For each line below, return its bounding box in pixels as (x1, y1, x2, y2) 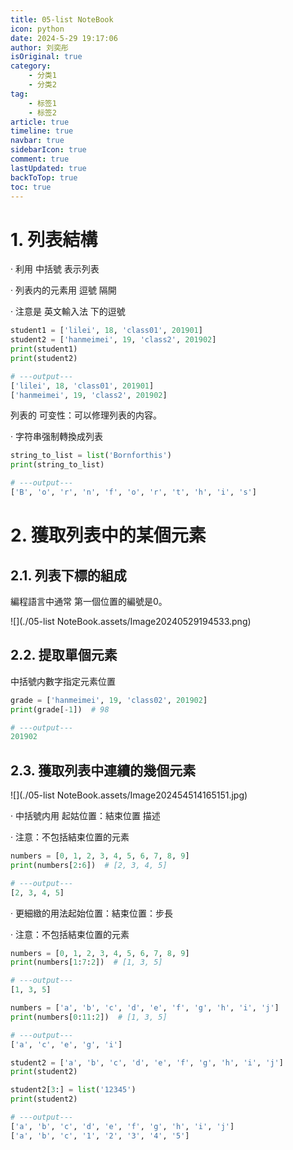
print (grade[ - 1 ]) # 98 (10, 704, 110, 715)
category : (10, 61, 52, 71)
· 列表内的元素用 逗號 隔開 (10, 284, 117, 296)
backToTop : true (10, 172, 78, 183)
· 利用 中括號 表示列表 (10, 263, 100, 275)
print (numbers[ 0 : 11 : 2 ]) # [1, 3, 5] (10, 1012, 168, 1022)
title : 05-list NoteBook (10, 14, 114, 25)
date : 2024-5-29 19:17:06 (10, 33, 118, 43)
